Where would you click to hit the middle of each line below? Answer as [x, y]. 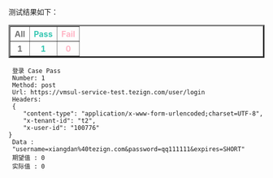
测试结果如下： [33, 12]
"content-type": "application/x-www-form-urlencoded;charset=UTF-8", [143, 114]
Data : [23, 142]
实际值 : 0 [28, 167]
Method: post [34, 85]
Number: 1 [28, 78]
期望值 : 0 [28, 158]
